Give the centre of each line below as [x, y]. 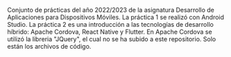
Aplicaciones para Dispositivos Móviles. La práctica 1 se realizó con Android [115, 17]
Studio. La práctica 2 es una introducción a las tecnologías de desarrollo [110, 24]
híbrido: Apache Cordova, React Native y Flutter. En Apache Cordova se [110, 32]
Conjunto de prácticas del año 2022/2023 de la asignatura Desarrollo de [111, 10]
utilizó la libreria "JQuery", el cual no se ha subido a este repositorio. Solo [112, 39]
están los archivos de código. [49, 46]
